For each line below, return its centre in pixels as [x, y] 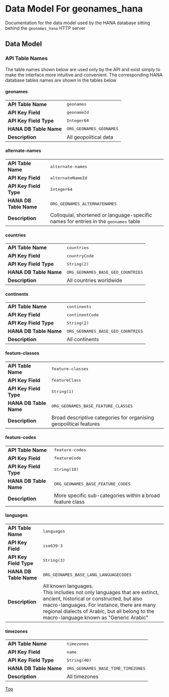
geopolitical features [76, 423]
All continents [83, 340]
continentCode [83, 315]
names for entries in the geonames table [95, 222]
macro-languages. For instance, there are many [99, 605]
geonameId [78, 112]
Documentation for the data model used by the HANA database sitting [78, 23]
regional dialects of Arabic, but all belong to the [98, 611]
